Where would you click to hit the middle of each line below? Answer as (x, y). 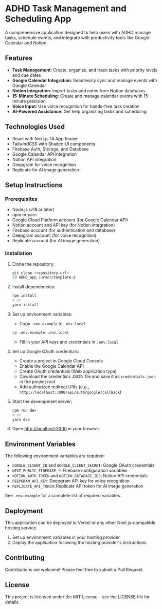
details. (12, 602)
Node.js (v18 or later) (33, 210)
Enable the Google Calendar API (52, 366)
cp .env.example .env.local (40, 333)
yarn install (25, 305)
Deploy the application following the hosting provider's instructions (79, 543)
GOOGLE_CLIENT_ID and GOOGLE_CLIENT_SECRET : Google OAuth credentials (83, 465)
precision (36, 101)
